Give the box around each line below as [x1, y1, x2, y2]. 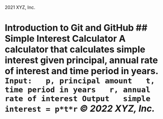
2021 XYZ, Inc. [5, 5, 36, 10]
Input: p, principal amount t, [5, 76, 155, 86]
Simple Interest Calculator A [5, 33, 126, 45]
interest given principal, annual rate [5, 54, 158, 66]
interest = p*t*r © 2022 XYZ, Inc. [5, 103, 155, 114]
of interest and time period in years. [5, 66, 158, 77]
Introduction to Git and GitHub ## [5, 22, 148, 34]
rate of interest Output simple [5, 94, 151, 104]
